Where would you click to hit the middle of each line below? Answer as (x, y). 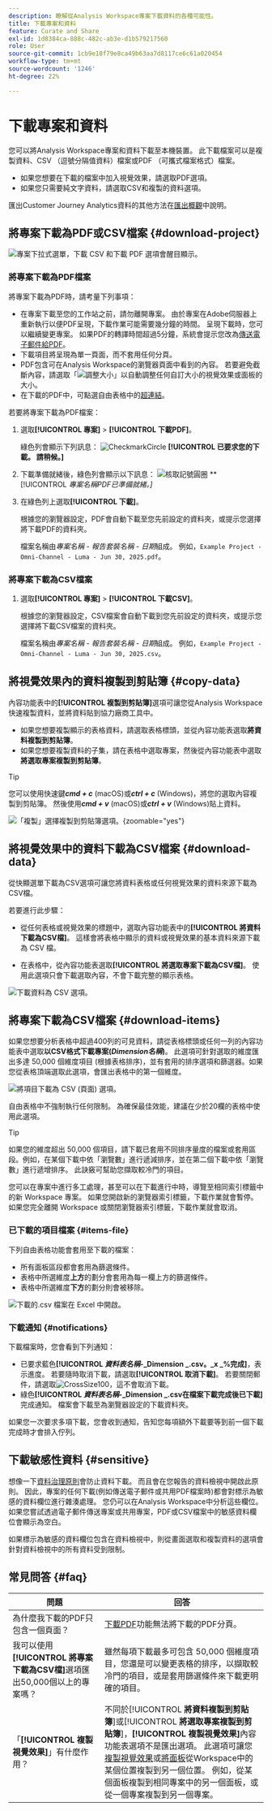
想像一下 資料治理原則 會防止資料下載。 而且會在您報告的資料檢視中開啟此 (130, 1481)
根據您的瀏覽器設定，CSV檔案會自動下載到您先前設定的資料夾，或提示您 (141, 616)
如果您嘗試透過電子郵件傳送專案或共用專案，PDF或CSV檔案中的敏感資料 (129, 1511)
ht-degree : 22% (34, 76)
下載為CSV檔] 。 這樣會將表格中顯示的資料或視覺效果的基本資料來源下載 (140, 937)
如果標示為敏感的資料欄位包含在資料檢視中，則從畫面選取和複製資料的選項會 (136, 1539)
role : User (27, 46)
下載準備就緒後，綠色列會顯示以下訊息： (87, 474)
